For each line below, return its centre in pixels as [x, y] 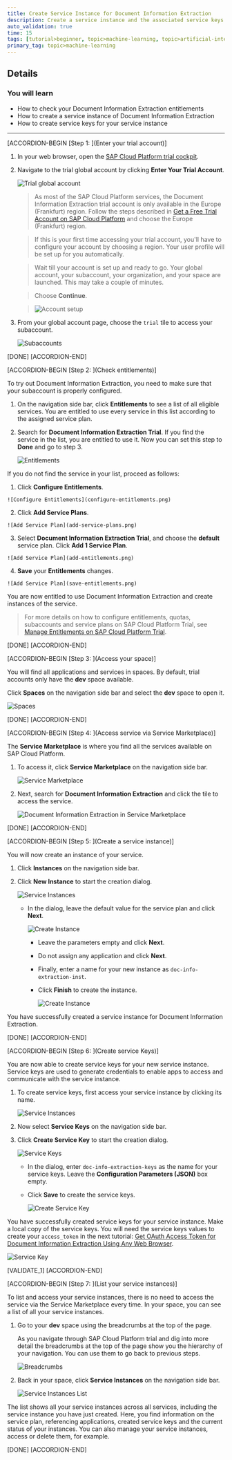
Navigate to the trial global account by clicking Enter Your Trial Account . [120, 169]
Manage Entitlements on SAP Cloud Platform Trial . [95, 631]
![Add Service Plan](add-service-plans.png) [72, 525]
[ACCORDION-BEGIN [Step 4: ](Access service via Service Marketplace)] [112, 733]
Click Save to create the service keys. [81, 1195]
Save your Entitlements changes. [65, 570]
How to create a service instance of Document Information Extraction [116, 115]
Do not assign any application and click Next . [102, 955]
